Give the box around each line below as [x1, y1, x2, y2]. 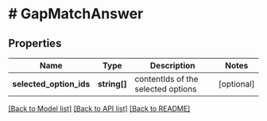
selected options [134, 84, 197, 94]
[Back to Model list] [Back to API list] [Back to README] [8, 104, 191, 113]
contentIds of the [134, 73, 199, 84]
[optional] [218, 79, 255, 89]
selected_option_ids [12, 79, 91, 89]
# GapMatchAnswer [8, 5, 144, 23]
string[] [98, 79, 127, 89]
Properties [8, 37, 62, 50]
